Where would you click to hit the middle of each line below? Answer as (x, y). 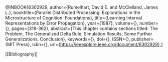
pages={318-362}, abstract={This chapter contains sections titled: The (85, 28)
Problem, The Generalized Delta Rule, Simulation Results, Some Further (79, 34)
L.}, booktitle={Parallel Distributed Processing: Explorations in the (73, 12)
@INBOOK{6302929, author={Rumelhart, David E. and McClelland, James (82, 7)
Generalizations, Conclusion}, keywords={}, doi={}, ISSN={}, (68, 39)
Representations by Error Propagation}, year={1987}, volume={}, (72, 23)
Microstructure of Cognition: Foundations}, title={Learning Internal (74, 18)
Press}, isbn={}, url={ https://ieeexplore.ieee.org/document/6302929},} (90, 44)
